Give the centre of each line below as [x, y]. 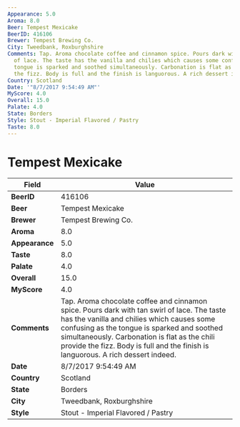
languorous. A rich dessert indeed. [118, 355]
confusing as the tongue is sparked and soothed [142, 328]
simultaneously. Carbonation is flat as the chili [138, 337]
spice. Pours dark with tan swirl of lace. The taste [143, 310]
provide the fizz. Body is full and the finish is [135, 346]
